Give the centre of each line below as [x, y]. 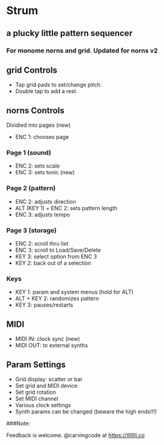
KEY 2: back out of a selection [53, 263]
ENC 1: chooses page [42, 137]
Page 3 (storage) [31, 230]
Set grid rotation [35, 392]
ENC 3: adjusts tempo [42, 215]
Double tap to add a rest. [46, 91]
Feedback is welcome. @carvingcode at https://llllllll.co [76, 435]
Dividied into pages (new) [39, 125]
